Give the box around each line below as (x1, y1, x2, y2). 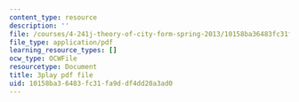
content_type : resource (9, 12, 98, 22)
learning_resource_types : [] (9, 46, 117, 55)
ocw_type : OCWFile (9, 54, 77, 63)
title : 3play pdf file (9, 71, 93, 80)
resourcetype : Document (9, 63, 98, 72)
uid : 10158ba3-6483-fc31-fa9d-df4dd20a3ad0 (9, 79, 174, 88)
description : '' (9, 21, 69, 30)
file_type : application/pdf (9, 37, 114, 47)
